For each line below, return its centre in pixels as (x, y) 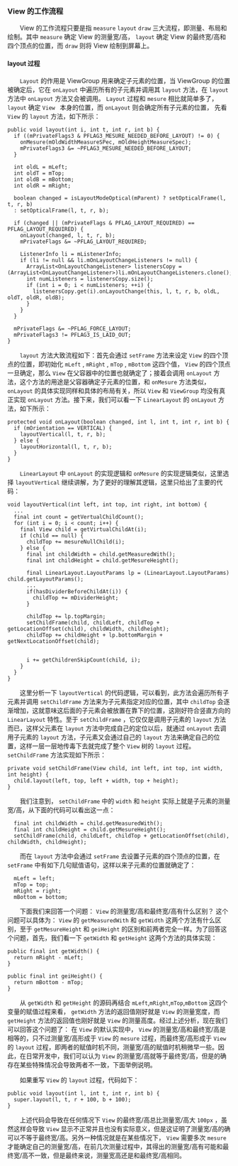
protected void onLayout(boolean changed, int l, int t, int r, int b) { (119, 422)
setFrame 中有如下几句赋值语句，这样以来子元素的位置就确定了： (102, 865)
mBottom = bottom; (41, 897)
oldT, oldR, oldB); (36, 297)
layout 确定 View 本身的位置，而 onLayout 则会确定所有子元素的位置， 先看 (117, 107)
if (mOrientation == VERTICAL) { (63, 428)
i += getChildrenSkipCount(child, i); (83, 660)
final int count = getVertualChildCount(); (79, 517)
